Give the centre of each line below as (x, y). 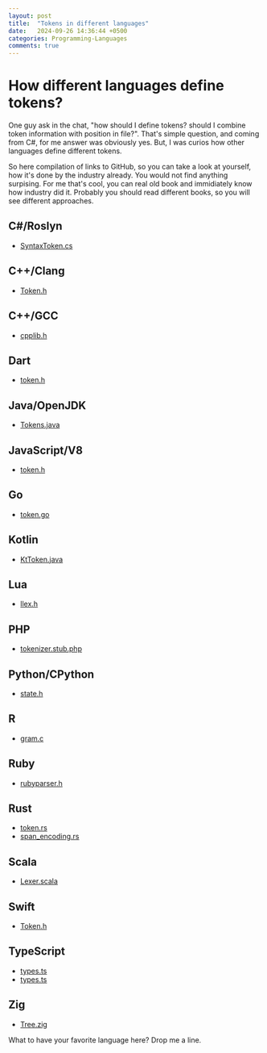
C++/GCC (33, 316)
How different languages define (117, 86)
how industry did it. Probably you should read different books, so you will (129, 192)
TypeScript (37, 952)
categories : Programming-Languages (68, 38)
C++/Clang (37, 271)
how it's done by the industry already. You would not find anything (118, 175)
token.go (35, 514)
